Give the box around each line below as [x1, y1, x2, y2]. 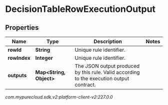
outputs [7, 72, 27, 79]
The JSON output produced [74, 63, 140, 69]
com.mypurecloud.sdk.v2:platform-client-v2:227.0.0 [5, 94, 113, 100]
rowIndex [7, 55, 31, 61]
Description [93, 38, 122, 45]
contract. [74, 81, 96, 88]
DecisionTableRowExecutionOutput [5, 3, 156, 15]
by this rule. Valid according [74, 69, 140, 76]
